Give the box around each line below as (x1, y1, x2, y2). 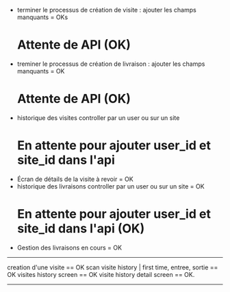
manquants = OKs (16, 13, 68, 21)
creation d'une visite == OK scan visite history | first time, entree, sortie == (7, 263, 218, 271)
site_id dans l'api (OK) (16, 221, 145, 236)
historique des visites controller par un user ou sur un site (16, 113, 180, 122)
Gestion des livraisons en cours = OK (16, 243, 122, 252)
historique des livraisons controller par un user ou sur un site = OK (16, 182, 205, 191)
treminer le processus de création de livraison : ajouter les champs (16, 60, 205, 68)
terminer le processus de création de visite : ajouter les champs (16, 6, 196, 14)
